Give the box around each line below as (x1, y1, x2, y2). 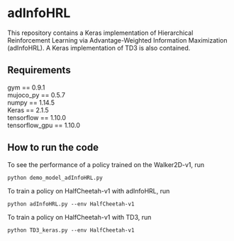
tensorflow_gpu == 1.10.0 (7, 121, 80, 129)
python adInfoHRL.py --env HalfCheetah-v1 (7, 200, 135, 208)
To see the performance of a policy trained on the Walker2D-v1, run (7, 160, 205, 168)
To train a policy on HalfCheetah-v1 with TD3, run (7, 213, 152, 221)
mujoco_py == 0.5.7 (7, 90, 66, 99)
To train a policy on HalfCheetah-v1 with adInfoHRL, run (7, 186, 170, 195)
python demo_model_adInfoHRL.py (7, 174, 103, 181)
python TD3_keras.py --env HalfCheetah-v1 (7, 226, 135, 234)
